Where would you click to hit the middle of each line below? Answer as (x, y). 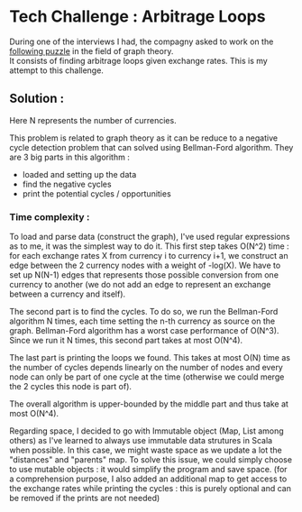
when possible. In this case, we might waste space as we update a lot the (146, 450)
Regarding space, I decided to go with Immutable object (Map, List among (146, 431)
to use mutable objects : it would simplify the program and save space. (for (148, 470)
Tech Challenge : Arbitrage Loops (137, 17)
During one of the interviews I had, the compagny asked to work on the (142, 41)
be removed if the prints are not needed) (85, 498)
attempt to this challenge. (56, 70)
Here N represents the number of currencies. (93, 120)
